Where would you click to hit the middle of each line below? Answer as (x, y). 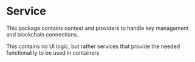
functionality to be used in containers (53, 52)
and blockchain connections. (43, 34)
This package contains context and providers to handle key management (97, 28)
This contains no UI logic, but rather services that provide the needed (93, 46)
